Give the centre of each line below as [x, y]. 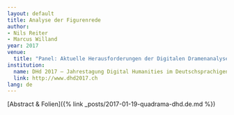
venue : [17, 53]
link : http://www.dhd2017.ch [56, 78]
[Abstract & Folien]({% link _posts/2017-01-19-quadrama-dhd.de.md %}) [111, 104]
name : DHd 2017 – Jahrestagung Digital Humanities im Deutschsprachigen [121, 71]
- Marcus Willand [32, 39]
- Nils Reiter [28, 33]
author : [18, 26]
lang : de [20, 85]
